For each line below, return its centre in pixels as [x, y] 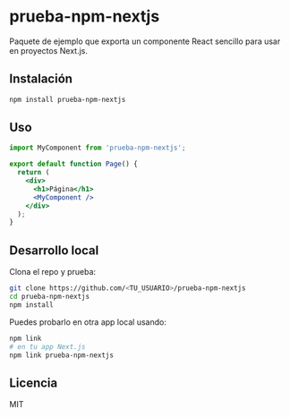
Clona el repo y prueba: [53, 272]
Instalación [41, 79]
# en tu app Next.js [48, 346]
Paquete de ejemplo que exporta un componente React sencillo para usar [145, 41]
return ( [34, 173]
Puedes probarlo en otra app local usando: [88, 322]
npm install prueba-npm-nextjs [68, 99]
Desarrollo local [54, 250]
